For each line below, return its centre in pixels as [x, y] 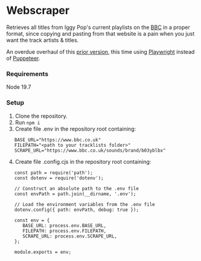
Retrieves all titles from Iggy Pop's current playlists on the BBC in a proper [98, 27]
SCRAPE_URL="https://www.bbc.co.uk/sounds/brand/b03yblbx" [90, 150]
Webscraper [38, 11]
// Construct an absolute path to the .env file [76, 188]
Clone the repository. [41, 116]
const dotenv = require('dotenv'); [59, 178]
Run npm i [27, 122]
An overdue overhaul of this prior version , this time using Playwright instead [101, 51]
